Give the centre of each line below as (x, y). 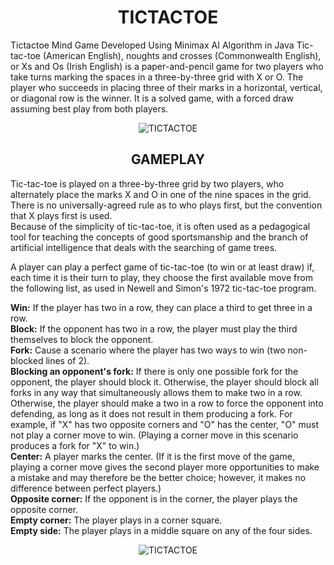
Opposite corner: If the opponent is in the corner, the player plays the (154, 498)
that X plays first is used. (61, 215)
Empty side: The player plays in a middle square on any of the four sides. (161, 530)
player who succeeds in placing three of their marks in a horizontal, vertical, (166, 87)
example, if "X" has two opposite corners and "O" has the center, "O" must (165, 424)
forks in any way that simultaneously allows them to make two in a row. (156, 392)
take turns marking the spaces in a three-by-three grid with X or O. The (157, 77)
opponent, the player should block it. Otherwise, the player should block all (164, 382)
